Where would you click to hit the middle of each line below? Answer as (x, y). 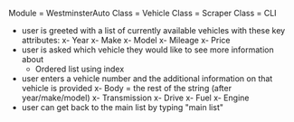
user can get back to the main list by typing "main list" (122, 107)
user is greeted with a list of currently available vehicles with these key (153, 30)
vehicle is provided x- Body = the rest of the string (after (127, 88)
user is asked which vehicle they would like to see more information (147, 50)
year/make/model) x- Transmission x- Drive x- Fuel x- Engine (135, 98)
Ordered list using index (80, 69)
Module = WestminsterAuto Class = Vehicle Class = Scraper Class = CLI (142, 13)
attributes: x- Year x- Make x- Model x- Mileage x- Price (126, 40)
